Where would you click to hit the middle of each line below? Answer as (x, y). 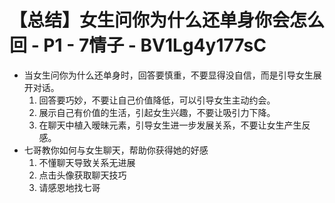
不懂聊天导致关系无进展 (87, 162)
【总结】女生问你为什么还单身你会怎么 (167, 20)
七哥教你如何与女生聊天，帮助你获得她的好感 (116, 150)
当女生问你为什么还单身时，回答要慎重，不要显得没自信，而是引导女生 (168, 75)
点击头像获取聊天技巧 (82, 175)
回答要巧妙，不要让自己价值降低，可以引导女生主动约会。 (157, 100)
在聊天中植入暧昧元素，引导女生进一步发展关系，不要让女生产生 (170, 125)
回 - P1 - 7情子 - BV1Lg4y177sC (138, 45)
